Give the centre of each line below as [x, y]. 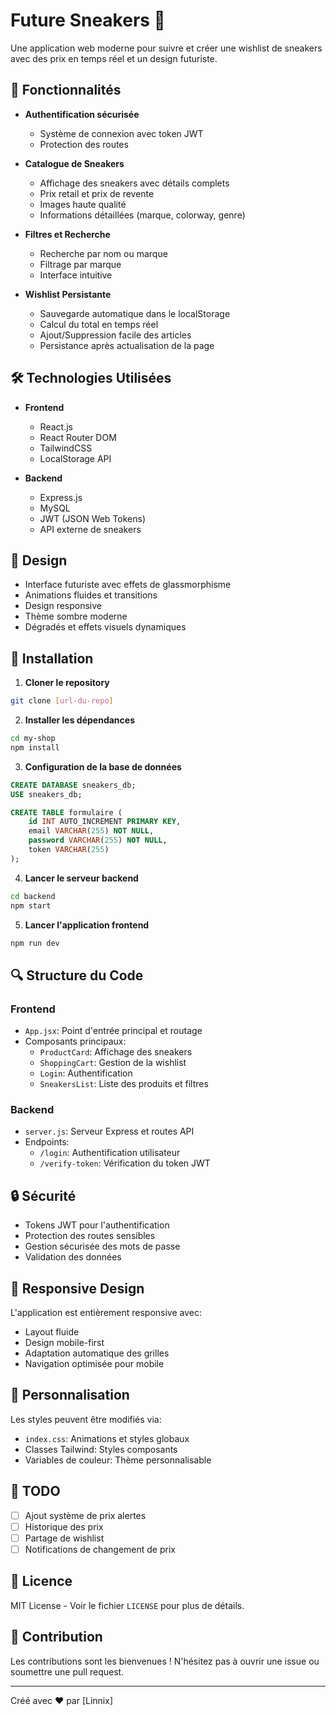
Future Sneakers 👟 [88, 20]
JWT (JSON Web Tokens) [93, 518]
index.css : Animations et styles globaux [107, 1438]
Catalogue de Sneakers [74, 163]
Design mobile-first [64, 1343]
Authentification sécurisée [82, 114]
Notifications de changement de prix [100, 1549]
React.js [56, 426]
